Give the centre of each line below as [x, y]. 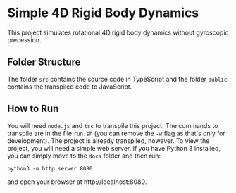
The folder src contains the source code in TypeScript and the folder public [117, 79]
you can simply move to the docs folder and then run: [84, 156]
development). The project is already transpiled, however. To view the [108, 141]
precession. [24, 39]
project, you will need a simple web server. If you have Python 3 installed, [114, 148]
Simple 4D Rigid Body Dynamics [103, 13]
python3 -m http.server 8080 [50, 168]
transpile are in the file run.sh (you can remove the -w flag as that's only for [116, 133]
